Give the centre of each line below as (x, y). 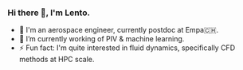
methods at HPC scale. (57, 60)
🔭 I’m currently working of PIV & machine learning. (102, 39)
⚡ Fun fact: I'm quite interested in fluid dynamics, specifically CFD (127, 48)
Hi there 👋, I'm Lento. (49, 13)
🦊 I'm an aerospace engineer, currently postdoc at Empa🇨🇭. (119, 30)
